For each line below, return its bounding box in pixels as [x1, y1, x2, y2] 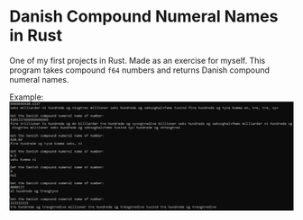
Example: [9, 92, 44, 102]
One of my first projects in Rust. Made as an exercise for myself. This [9, 55, 266, 66]
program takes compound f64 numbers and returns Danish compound [9, 65, 271, 75]
